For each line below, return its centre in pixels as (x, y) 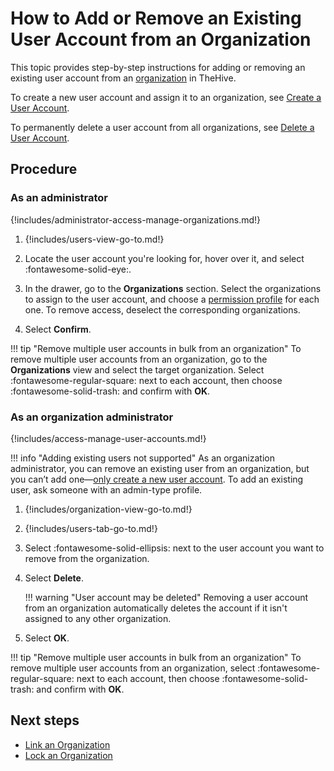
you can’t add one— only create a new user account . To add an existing (157, 479)
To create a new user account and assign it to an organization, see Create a (166, 97)
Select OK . (47, 638)
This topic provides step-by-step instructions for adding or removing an (158, 67)
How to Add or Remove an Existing (156, 18)
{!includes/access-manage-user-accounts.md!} (108, 438)
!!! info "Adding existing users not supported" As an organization (142, 458)
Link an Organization (67, 744)
